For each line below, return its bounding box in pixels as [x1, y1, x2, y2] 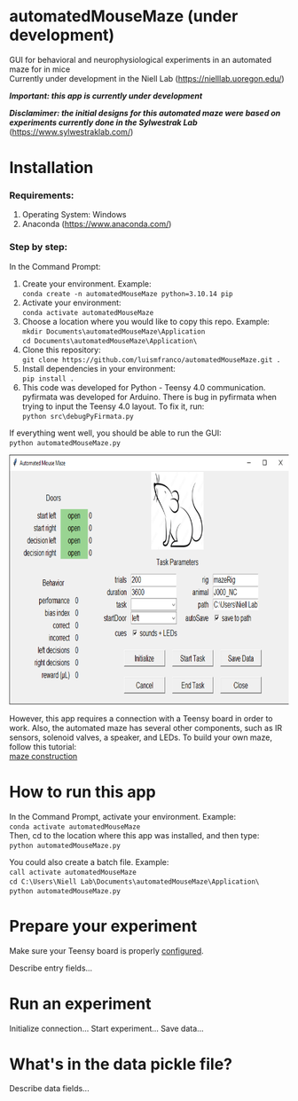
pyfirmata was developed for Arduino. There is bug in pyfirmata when [21, 391, 278, 402]
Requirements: [9, 189, 74, 201]
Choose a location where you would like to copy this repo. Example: [21, 316, 271, 326]
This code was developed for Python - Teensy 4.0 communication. [21, 381, 266, 392]
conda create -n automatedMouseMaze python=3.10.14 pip [21, 289, 233, 298]
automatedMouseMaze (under [9, 6, 239, 27]
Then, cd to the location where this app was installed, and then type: [9, 830, 260, 840]
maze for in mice [9, 64, 71, 75]
